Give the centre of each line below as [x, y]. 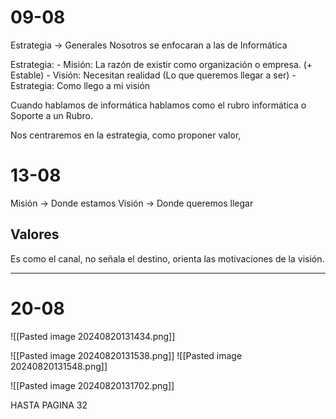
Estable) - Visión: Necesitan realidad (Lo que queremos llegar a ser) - [153, 75]
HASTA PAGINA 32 [49, 405]
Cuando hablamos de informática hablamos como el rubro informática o [158, 105]
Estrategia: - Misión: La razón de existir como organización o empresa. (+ [161, 64]
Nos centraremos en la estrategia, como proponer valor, [126, 135]
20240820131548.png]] [59, 366]
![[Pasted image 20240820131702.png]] [92, 385]
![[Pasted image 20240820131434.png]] [93, 336]
